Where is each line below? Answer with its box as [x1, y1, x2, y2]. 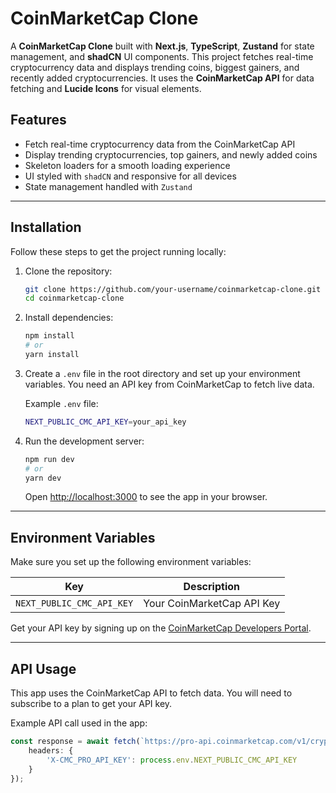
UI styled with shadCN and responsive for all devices [24, 170, 237, 182]
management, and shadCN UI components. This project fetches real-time [10, 50, 314, 62]
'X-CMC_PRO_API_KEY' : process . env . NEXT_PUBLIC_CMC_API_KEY [46, 755, 298, 765]
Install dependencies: [24, 312, 114, 324]
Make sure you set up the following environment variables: [10, 556, 252, 568]
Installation [10, 219, 82, 236]
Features [10, 112, 67, 129]
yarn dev [24, 473, 62, 483]
